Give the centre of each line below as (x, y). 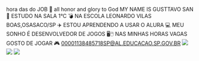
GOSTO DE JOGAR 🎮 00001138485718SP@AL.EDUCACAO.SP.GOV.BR (94, 43)
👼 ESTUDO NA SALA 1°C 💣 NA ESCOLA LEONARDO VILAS (79, 16)
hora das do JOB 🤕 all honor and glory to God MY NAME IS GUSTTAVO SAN (100, 9)
